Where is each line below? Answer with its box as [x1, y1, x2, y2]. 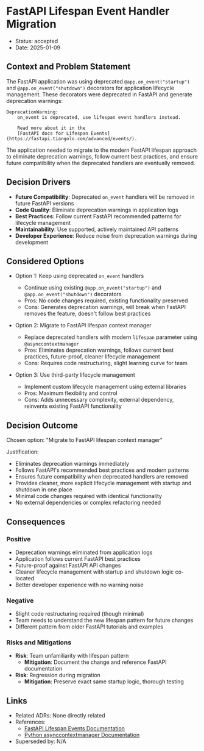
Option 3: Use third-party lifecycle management [15, 371, 135, 379]
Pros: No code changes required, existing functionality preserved [24, 297, 188, 304]
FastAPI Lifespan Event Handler [6, 4, 170, 18]
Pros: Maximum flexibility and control [24, 390, 118, 397]
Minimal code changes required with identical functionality [15, 493, 163, 500]
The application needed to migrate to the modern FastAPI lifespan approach [6, 146, 197, 154]
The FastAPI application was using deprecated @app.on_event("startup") [6, 77, 190, 85]
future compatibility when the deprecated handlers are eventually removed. [6, 159, 196, 166]
